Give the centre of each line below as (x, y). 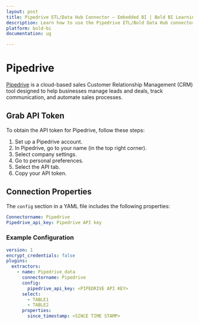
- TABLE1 (38, 299)
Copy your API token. (41, 173)
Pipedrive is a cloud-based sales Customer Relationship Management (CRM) (99, 85)
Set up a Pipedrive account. (49, 141)
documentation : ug (29, 34)
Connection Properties (49, 192)
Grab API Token (36, 116)
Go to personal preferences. (49, 160)
